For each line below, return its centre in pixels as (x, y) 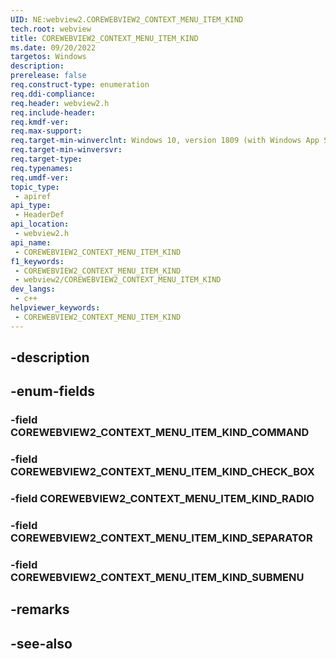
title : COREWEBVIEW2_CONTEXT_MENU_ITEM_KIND (104, 38)
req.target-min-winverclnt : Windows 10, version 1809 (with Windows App (165, 141)
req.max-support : (46, 131)
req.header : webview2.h (60, 103)
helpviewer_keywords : (55, 308)
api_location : (40, 224)
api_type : (31, 206)
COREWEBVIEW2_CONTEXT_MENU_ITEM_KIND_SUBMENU (157, 578)
